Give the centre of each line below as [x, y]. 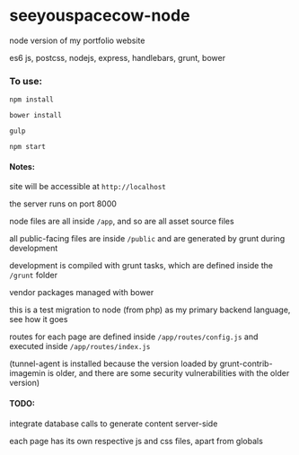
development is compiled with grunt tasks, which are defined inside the [141, 266]
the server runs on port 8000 [63, 204]
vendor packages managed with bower [82, 293]
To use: [26, 81]
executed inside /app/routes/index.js [80, 346]
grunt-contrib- [246, 363]
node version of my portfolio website [77, 40]
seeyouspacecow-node [100, 16]
